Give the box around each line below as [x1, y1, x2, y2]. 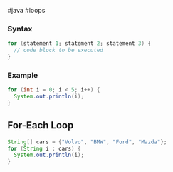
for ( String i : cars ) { [7, 145, 81, 152]
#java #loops [7, 6, 46, 14]
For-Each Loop [7, 119, 74, 131]
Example [7, 70, 38, 80]
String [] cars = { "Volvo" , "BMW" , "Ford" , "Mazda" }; [7, 138, 167, 146]
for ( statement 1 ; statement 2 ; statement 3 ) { [7, 40, 152, 47]
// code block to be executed [14, 46, 103, 54]
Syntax [7, 24, 33, 34]
